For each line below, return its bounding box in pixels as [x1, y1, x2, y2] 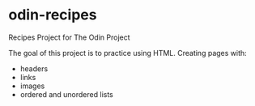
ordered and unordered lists [19, 89, 113, 99]
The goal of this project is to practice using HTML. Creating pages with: [8, 48, 247, 57]
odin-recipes [8, 6, 97, 24]
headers [19, 63, 49, 74]
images [19, 81, 45, 91]
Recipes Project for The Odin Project [8, 32, 131, 42]
